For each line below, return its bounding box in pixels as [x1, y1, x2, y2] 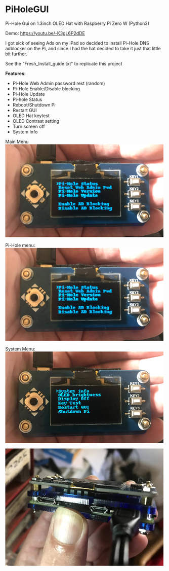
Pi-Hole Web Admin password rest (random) [12, 80, 105, 86]
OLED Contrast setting [12, 118, 60, 124]
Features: [5, 70, 26, 77]
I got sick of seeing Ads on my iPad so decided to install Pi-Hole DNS [5, 40, 149, 46]
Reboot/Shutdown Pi [12, 101, 56, 108]
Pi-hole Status [12, 96, 43, 102]
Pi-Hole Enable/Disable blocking [12, 85, 80, 92]
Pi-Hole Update [12, 91, 45, 97]
